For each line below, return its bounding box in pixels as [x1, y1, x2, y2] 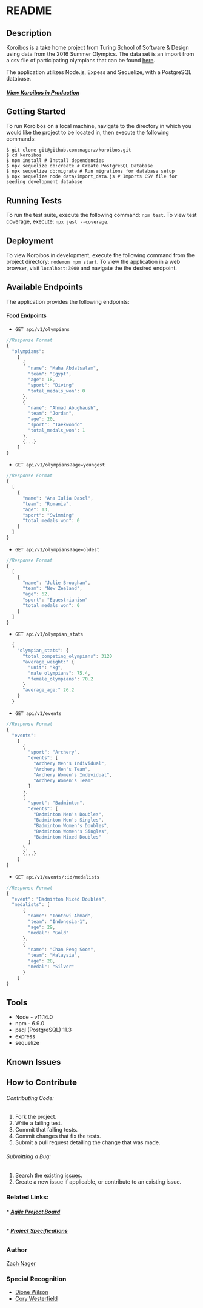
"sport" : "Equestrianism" [22, 597, 88, 603]
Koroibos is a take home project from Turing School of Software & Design [6, 44, 189, 51]
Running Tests [6, 195, 62, 206]
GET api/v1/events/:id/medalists [15, 874, 100, 880]
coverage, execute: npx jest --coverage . [6, 218, 109, 225]
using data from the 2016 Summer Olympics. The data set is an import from [6, 50, 195, 58]
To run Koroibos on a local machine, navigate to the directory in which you [6, 122, 192, 130]
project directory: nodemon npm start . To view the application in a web [6, 258, 181, 266]
